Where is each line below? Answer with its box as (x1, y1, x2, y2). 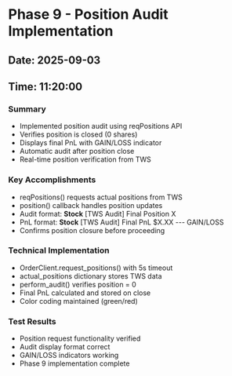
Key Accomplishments (8, 174, 96, 185)
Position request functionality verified (19, 334, 141, 343)
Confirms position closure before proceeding (19, 225, 165, 235)
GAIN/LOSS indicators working (19, 351, 119, 360)
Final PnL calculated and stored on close (19, 288, 151, 298)
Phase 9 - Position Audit (8, 5, 169, 24)
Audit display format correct (19, 342, 111, 352)
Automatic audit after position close (19, 147, 135, 156)
